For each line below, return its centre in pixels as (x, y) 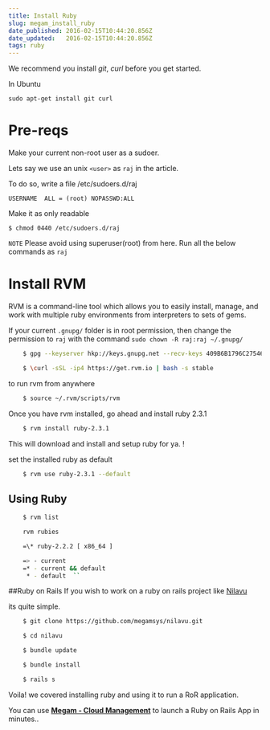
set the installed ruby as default (60, 459)
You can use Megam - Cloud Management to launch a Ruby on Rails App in (134, 710)
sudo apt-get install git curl (61, 99)
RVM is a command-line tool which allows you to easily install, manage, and (133, 306)
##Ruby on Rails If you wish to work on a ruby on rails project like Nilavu (128, 591)
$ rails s (39, 679)
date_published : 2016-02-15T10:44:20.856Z (80, 31)
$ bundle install (52, 665)
